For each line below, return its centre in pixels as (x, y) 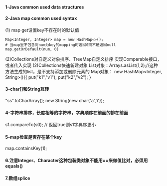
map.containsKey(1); (26, 148)
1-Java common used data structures (45, 7)
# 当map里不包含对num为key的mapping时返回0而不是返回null (61, 45)
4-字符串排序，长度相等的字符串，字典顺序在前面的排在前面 (67, 113)
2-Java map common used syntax (41, 18)
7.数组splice (18, 178)
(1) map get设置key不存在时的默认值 (42, 30)
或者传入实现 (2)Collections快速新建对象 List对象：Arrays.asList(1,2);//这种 (82, 65)
